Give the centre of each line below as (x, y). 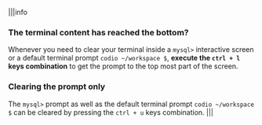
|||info (18, 12)
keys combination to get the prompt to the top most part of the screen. (123, 66)
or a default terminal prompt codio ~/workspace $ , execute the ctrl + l (124, 58)
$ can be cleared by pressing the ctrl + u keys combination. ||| (111, 112)
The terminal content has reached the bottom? (98, 32)
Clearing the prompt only (57, 86)
